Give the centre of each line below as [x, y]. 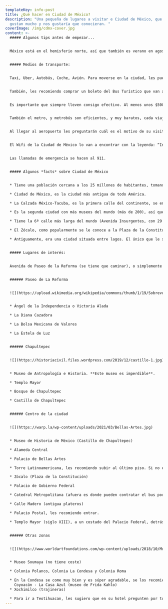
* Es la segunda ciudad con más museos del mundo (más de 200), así [82, 212]
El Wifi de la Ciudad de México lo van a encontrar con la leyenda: [82, 145]
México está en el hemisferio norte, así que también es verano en [81, 51]
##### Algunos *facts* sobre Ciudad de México [59, 171]
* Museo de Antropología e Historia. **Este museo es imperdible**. [82, 373]
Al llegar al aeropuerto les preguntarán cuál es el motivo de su [80, 131]
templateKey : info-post [30, 10]
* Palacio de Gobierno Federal [42, 486]
